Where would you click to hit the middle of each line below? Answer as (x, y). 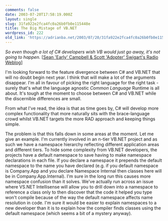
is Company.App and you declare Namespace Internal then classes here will (83, 171)
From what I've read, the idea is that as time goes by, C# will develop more (82, 108)
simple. (13, 124)
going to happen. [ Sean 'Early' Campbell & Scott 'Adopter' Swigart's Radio (82, 57)
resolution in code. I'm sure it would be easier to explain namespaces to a (81, 203)
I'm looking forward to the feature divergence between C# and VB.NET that (83, 72)
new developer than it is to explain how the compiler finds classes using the (83, 208)
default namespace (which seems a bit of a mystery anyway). (69, 213)
